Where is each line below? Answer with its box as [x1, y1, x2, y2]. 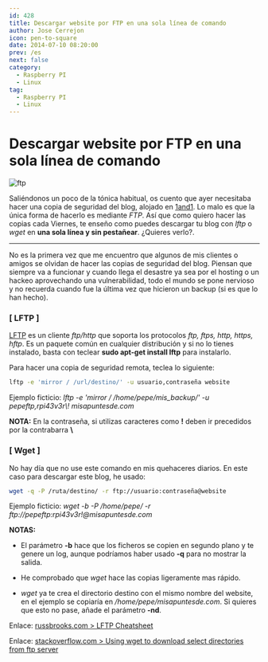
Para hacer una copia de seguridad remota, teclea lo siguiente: [9, 363, 215, 373]
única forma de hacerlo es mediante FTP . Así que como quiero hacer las [9, 210, 246, 220]
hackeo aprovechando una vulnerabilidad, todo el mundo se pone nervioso [9, 276, 254, 285]
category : [9, 64, 42, 72]
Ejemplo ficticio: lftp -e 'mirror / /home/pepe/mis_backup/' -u [9, 393, 210, 402]
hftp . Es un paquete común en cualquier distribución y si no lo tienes [9, 339, 234, 349]
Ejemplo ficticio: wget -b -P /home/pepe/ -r [9, 501, 151, 511]
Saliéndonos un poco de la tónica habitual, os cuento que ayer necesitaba [9, 194, 251, 203]
